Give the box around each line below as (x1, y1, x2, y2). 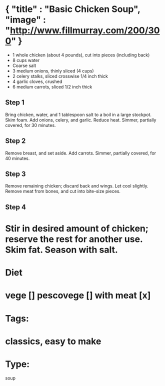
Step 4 (5, 202, 26, 211)
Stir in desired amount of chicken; (5, 222, 149, 234)
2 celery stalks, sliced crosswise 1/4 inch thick (12, 73, 108, 79)
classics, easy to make (5, 335, 101, 347)
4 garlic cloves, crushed (12, 78, 62, 84)
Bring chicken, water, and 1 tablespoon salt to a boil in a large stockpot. (5, 111, 151, 117)
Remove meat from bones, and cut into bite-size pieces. (5, 188, 121, 194)
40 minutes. (5, 155, 30, 161)
